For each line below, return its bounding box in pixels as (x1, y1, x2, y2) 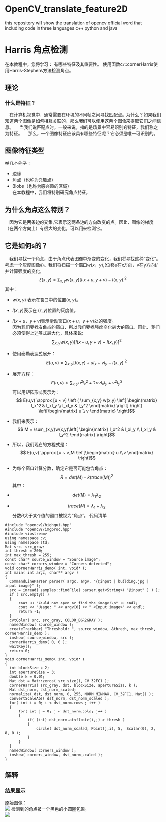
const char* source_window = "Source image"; (5, 557, 100, 562)
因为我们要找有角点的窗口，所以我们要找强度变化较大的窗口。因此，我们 (12, 324, 160, 330)
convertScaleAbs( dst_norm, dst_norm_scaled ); (9, 696, 110, 701)
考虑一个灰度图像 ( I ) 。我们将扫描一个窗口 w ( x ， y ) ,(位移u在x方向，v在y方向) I (5, 262, 158, 268)
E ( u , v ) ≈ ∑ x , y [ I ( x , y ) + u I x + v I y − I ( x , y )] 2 (46, 358, 127, 367)
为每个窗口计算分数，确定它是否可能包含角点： (12, 465, 108, 471)
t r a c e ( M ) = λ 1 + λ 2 (67, 503, 106, 510)
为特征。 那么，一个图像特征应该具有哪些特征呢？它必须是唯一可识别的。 (5, 130, 158, 136)
